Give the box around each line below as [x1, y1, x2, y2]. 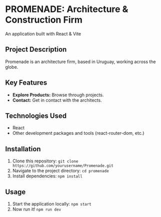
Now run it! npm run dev [12, 206, 61, 212]
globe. [5, 64, 18, 70]
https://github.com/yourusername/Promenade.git [12, 163, 113, 168]
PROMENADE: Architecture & [5, 4, 128, 15]
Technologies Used [5, 111, 66, 120]
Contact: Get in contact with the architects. [12, 97, 102, 103]
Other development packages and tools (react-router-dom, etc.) [12, 130, 144, 136]
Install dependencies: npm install [12, 173, 82, 179]
